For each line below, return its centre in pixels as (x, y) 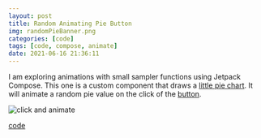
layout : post (30, 16)
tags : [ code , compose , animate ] (63, 46)
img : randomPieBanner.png (52, 31)
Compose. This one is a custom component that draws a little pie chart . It (130, 85)
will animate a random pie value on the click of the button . (105, 94)
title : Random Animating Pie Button (70, 24)
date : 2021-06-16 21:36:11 (54, 54)
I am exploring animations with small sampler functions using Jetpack (125, 77)
